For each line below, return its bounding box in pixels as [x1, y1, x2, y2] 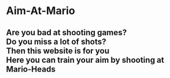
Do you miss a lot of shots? [6, 36, 107, 46]
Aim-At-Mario [6, 4, 75, 18]
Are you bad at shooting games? [6, 28, 127, 38]
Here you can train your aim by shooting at [6, 55, 165, 65]
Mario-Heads [6, 64, 56, 74]
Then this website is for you [6, 46, 110, 56]
